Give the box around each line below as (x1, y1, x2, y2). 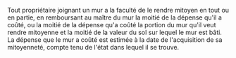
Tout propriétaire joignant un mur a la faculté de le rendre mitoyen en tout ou (7, 6, 230, 14)
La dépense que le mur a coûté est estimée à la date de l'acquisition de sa (7, 36, 223, 44)
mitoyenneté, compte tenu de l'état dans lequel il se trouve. (7, 43, 180, 51)
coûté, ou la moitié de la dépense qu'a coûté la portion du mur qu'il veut (7, 21, 216, 29)
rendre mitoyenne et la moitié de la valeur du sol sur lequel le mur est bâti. (7, 28, 222, 36)
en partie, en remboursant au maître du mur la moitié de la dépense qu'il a (7, 13, 222, 22)
